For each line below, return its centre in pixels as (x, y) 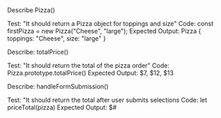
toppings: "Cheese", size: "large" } (56, 38)
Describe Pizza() (31, 10)
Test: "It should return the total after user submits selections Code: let (107, 100)
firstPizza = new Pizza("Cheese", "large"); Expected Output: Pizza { (104, 31)
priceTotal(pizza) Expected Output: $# (62, 107)
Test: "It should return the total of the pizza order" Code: (88, 65)
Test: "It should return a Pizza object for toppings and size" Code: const (110, 23)
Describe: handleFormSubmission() (58, 86)
